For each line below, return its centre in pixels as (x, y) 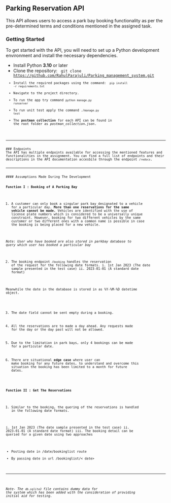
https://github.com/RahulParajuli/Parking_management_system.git (83, 76)
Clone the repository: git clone (47, 71)
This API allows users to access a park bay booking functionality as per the (84, 20)
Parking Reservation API (45, 8)
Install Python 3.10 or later (40, 65)
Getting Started (25, 39)
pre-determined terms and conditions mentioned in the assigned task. (79, 26)
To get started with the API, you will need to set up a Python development (82, 50)
